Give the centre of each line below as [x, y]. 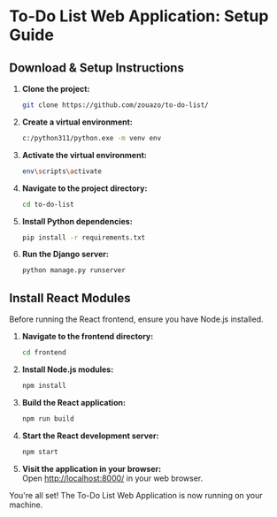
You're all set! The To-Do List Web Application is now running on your [136, 495]
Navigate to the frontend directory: [88, 337]
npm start [40, 452]
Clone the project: [56, 89]
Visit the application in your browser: [92, 468]
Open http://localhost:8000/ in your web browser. [112, 478]
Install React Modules [70, 298]
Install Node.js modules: [68, 369]
